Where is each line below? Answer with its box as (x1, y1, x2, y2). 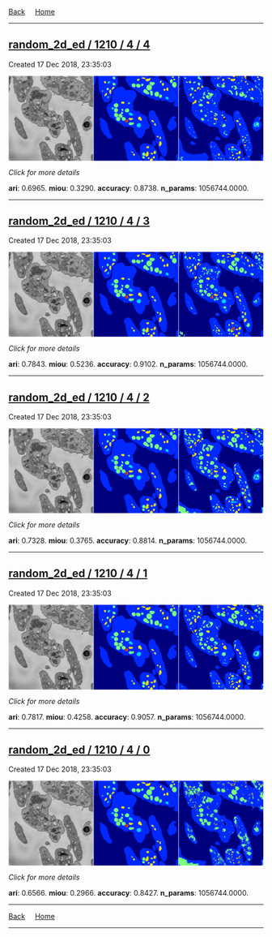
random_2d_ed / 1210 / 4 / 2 (8, 390, 150, 404)
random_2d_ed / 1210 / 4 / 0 (8, 742, 151, 757)
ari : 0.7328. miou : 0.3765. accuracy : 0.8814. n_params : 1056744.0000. (8, 535, 248, 545)
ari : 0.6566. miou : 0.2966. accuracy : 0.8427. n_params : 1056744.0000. (8, 888, 249, 898)
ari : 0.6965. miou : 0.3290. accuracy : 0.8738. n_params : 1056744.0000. (8, 183, 249, 193)
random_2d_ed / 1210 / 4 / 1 (8, 567, 148, 581)
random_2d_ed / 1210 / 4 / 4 (8, 38, 151, 52)
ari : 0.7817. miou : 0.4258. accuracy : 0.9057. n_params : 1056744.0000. (8, 711, 246, 721)
